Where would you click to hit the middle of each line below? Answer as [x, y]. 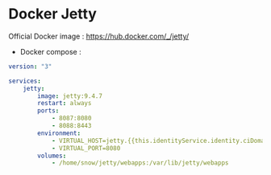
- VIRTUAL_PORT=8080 [86, 148]
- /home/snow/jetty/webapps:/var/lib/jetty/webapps [140, 163]
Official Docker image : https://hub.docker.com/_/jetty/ [99, 36]
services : [25, 81]
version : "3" [30, 66]
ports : [48, 111]
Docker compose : [51, 51]
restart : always [65, 104]
